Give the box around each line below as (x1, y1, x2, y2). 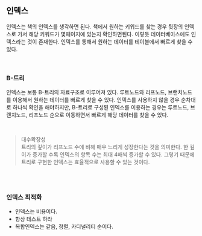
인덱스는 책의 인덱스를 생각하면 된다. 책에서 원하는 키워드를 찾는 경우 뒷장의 (6, 23, 183, 30)
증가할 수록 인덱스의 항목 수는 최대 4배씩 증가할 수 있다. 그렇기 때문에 (32, 151, 195, 158)
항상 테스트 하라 (14, 215, 52, 223)
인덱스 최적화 (6, 193, 42, 202)
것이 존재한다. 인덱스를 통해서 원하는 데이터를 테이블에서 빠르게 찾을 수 (27, 38, 193, 45)
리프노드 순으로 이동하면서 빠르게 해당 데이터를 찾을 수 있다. (28, 111, 169, 119)
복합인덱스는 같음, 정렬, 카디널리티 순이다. (14, 223, 113, 231)
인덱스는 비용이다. (14, 208, 57, 215)
